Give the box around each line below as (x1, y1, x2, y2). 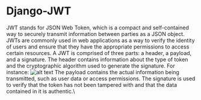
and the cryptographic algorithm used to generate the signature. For (6, 62, 176, 69)
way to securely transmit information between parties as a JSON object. (6, 30, 185, 37)
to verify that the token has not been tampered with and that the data (6, 81, 178, 88)
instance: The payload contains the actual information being (6, 68, 179, 75)
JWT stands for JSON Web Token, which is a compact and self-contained (6, 24, 190, 31)
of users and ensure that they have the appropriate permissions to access (6, 43, 190, 50)
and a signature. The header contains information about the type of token (6, 56, 188, 63)
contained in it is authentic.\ (6, 87, 75, 95)
